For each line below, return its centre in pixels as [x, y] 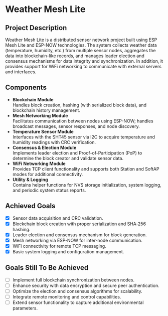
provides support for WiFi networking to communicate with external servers [83, 66]
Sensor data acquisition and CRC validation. [58, 218]
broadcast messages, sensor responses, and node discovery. [76, 126]
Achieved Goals [30, 206]
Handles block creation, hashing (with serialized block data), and [79, 105]
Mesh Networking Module [40, 115]
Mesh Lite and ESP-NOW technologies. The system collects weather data [81, 45]
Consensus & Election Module [44, 147]
